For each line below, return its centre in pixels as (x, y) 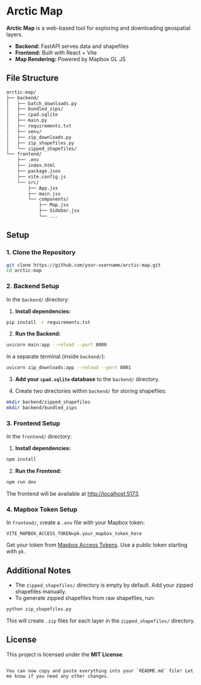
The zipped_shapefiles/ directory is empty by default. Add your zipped (104, 585)
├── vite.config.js (42, 177)
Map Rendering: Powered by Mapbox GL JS (70, 59)
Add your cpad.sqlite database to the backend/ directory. (87, 379)
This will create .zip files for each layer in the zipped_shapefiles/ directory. (101, 621)
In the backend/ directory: (38, 299)
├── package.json (39, 171)
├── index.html (36, 166)
